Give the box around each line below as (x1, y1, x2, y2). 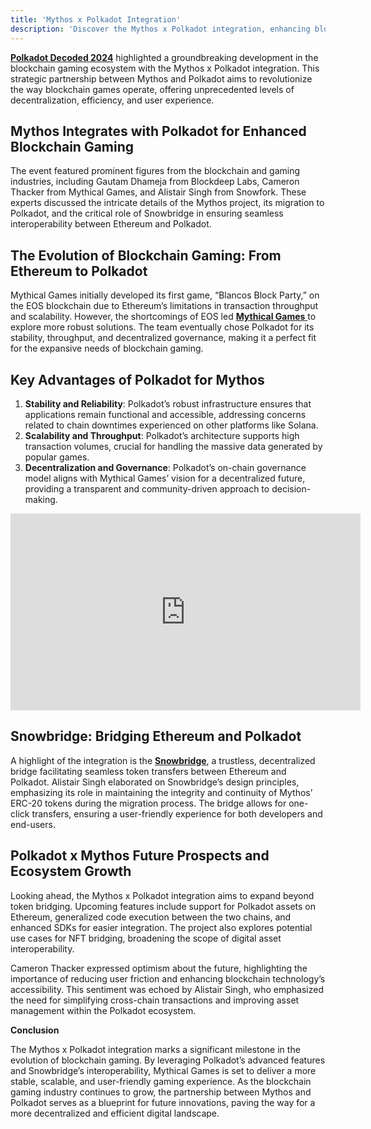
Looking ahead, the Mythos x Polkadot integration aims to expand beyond (10, 889, 315, 901)
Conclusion (10, 1024, 60, 1036)
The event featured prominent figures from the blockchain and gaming (10, 165, 301, 177)
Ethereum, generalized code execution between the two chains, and (10, 911, 292, 923)
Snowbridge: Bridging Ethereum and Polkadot (10, 728, 302, 745)
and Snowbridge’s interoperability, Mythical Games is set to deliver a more (10, 1064, 317, 1076)
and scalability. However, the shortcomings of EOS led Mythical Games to (10, 311, 317, 323)
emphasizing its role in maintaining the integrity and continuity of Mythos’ (10, 786, 313, 798)
